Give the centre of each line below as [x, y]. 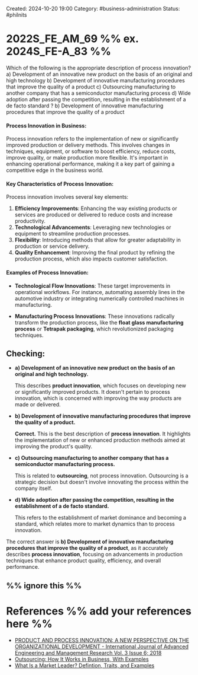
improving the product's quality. [53, 447]
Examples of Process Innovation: [47, 272]
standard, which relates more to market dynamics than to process [95, 524]
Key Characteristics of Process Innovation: [60, 184]
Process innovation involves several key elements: [67, 197]
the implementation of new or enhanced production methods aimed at [100, 440]
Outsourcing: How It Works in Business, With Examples [82, 659]
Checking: [26, 353]
